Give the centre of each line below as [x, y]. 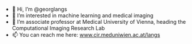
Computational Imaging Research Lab [58, 28]
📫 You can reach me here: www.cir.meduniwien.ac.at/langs [86, 35]
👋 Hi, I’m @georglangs [39, 9]
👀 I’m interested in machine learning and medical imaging [83, 15]
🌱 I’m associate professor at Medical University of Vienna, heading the [99, 22]
